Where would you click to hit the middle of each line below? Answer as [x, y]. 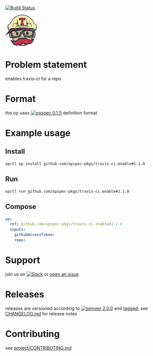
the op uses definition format [51, 112]
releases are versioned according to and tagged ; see [77, 308]
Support [23, 260]
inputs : [18, 229]
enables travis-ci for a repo [33, 78]
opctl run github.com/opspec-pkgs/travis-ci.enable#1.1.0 [67, 191]
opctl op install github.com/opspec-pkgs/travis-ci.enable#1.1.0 [75, 164]
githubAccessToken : [35, 235]
